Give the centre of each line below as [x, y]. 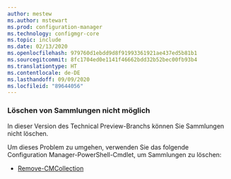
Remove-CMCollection [51, 168]
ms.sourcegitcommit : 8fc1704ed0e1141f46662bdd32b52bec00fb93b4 [102, 60]
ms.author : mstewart [38, 20]
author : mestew [30, 14]
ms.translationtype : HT [42, 66]
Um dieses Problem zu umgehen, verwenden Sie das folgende [98, 147]
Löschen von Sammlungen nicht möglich [79, 111]
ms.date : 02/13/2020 [38, 47]
